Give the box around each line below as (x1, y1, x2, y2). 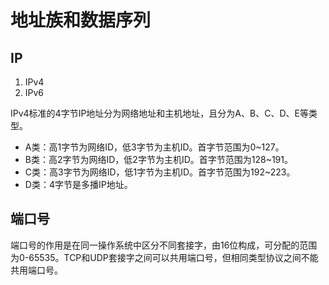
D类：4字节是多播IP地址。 (24, 179, 133, 190)
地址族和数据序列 (10, 9, 152, 32)
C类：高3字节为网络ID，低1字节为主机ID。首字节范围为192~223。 (24, 166, 296, 178)
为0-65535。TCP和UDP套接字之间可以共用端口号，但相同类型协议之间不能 (10, 251, 319, 263)
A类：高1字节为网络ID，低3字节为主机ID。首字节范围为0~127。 (24, 141, 285, 153)
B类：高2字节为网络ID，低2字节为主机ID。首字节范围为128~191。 (24, 154, 293, 165)
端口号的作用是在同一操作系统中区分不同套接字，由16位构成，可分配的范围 (10, 239, 318, 251)
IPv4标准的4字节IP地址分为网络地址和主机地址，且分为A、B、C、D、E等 (10, 107, 309, 119)
